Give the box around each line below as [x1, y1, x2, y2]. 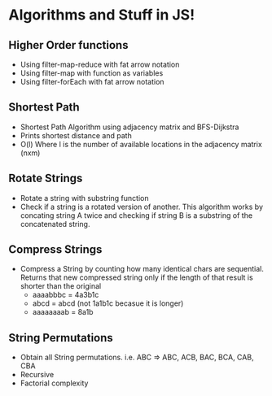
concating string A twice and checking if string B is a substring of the [20, 210, 253, 220]
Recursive [20, 370, 55, 380]
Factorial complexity [20, 378, 89, 388]
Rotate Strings [8, 172, 83, 185]
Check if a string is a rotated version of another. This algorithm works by [20, 202, 263, 211]
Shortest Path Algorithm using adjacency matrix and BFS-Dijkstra [20, 122, 239, 132]
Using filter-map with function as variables [20, 68, 164, 78]
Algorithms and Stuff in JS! [8, 6, 195, 24]
